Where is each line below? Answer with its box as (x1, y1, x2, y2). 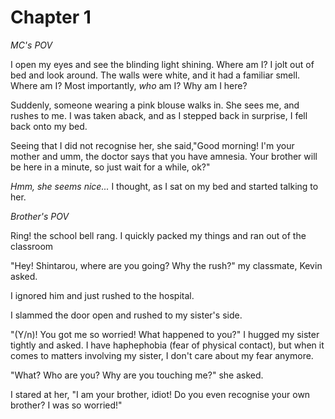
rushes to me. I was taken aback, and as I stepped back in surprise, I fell (10, 109, 308, 121)
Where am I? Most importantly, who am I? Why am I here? (10, 79, 248, 91)
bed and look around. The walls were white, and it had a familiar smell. (10, 69, 301, 81)
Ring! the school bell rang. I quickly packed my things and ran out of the (10, 229, 307, 241)
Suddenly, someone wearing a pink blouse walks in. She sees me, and (10, 99, 300, 111)
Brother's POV (10, 210, 70, 222)
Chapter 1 (10, 6, 92, 29)
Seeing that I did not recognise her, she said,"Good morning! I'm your (10, 139, 295, 151)
